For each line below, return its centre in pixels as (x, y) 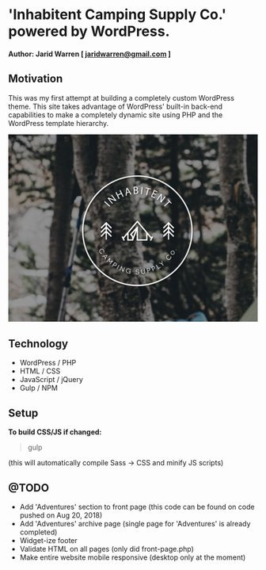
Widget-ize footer (48, 541)
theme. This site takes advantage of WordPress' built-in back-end (116, 106)
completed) (38, 532)
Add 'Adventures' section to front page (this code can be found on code (137, 507)
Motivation (36, 79)
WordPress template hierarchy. (59, 123)
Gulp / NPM (38, 388)
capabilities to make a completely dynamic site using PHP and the (116, 115)
